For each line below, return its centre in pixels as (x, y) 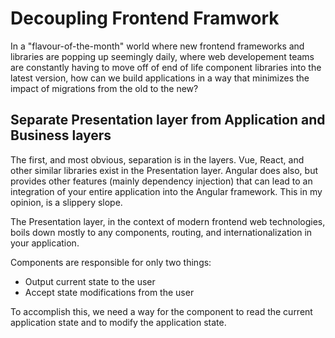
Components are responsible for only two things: (111, 262)
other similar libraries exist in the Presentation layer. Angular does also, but (164, 170)
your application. (45, 243)
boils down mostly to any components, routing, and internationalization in (161, 232)
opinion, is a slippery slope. (66, 202)
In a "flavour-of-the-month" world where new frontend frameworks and (157, 46)
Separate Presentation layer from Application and (168, 120)
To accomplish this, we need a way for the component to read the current (161, 311)
